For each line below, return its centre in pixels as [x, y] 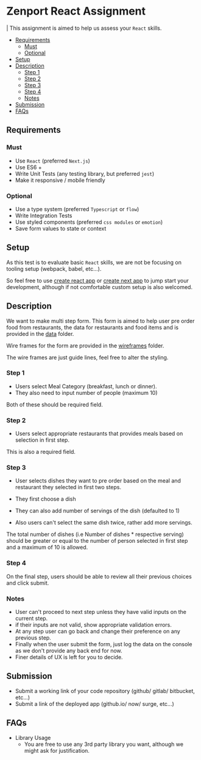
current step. [31, 618]
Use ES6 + [28, 167]
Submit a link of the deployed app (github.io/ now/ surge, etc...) [95, 703]
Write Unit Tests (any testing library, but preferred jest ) [85, 173]
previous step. [33, 638]
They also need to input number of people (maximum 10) [86, 392]
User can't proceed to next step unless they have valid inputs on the [101, 612]
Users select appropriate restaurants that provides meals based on [99, 434]
